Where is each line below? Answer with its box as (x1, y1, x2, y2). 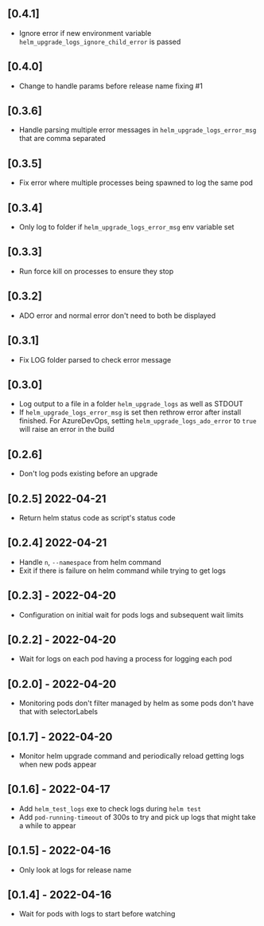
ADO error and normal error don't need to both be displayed (18, 311, 216, 320)
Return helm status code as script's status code (18, 512, 176, 522)
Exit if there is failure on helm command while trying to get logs (18, 566, 226, 575)
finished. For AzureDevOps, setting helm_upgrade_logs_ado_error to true (18, 416, 257, 426)
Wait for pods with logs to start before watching (18, 909, 176, 919)
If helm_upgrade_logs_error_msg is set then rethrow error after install (18, 407, 242, 418)
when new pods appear (18, 759, 97, 769)
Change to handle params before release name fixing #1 (18, 80, 204, 91)
